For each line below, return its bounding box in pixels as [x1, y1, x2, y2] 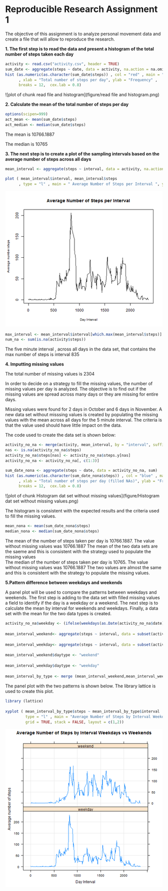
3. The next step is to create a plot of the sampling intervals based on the [5, 150, 160, 156]
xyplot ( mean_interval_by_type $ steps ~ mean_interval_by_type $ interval [5, 709, 160, 714]
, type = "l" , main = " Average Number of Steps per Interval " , [18, 182, 160, 187]
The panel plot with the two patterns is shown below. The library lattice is [5, 683, 156, 689]
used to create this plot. [5, 688, 54, 694]
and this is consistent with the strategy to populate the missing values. [5, 570, 150, 576]
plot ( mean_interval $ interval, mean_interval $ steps [5, 176, 117, 181]
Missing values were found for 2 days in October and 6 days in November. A [5, 406, 162, 412]
